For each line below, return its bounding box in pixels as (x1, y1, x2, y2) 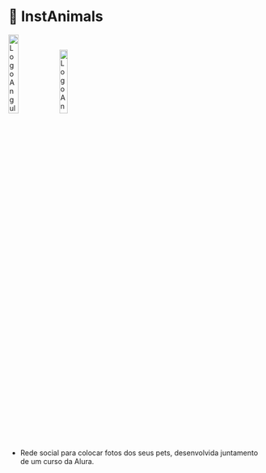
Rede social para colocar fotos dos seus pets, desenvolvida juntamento (19, 448, 259, 458)
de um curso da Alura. (19, 457, 95, 467)
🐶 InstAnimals (8, 7, 103, 26)
